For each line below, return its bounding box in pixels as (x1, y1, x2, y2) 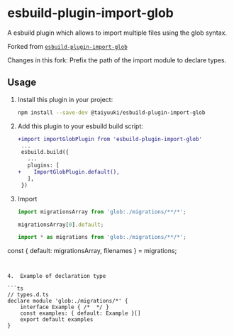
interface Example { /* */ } (20, 303, 110, 311)
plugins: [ (27, 162, 60, 169)
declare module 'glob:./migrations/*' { (7, 298, 129, 305)
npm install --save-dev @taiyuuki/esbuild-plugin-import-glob (17, 108, 206, 116)
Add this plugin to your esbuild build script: (17, 122, 143, 130)
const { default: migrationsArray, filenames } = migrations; (7, 247, 177, 255)
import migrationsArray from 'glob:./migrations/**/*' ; (17, 208, 186, 215)
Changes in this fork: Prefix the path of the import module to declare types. (7, 55, 227, 65)
